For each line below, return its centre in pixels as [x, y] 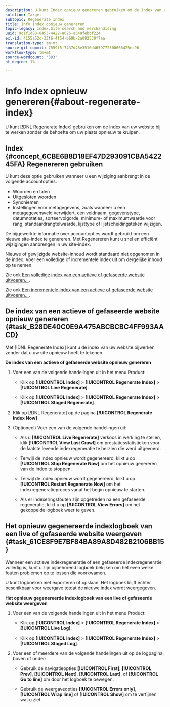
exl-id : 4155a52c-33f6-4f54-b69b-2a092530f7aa [55, 39]
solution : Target [24, 15]
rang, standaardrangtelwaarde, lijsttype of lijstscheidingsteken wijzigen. [87, 224]
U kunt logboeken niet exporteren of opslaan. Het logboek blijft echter [78, 582]
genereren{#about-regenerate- [73, 102]
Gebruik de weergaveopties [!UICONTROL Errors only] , [78, 689]
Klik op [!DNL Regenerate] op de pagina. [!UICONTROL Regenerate [82, 412]
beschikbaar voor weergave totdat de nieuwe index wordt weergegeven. [81, 588]
